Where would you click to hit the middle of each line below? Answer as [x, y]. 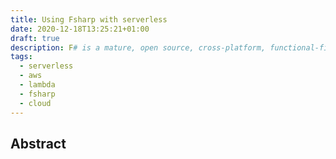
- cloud [35, 103]
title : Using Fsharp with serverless [89, 19]
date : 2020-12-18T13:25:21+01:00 [80, 29]
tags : [21, 57]
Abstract [38, 143]
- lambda [37, 85]
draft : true [35, 38]
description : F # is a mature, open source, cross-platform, [138, 47]
